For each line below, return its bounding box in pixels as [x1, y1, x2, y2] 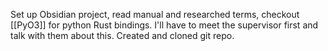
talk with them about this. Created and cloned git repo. [10, 30, 235, 41]
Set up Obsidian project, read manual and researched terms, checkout [10, 9, 300, 20]
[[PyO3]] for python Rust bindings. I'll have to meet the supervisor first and [10, 19, 319, 31]
